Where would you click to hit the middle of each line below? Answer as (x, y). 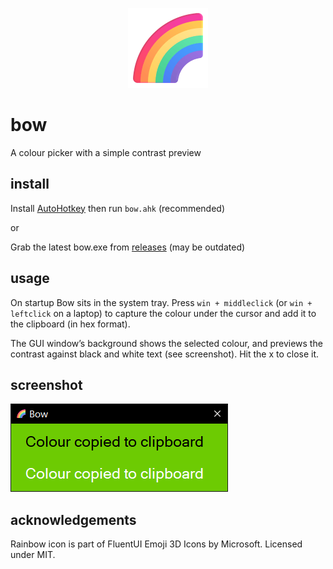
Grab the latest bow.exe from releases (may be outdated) (128, 247)
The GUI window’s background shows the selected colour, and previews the (166, 343)
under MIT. (33, 555)
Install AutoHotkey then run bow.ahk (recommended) (118, 208)
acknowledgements (73, 519)
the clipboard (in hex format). (70, 324)
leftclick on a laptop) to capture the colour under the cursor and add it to (163, 313)
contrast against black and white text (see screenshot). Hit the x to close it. (165, 354)
